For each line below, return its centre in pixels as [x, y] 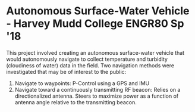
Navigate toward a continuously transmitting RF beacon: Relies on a [97, 89]
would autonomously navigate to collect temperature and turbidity [87, 59]
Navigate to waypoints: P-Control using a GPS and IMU [82, 83]
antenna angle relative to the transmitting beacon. [76, 102]
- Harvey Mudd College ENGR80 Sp [95, 24]
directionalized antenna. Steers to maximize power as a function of [97, 96]
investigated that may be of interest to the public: [66, 71]
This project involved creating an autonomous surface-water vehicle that [95, 52]
